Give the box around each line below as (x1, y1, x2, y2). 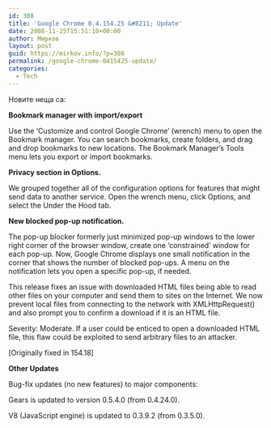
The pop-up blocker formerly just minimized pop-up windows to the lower (8, 232, 256, 242)
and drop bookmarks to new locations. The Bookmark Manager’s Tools (8, 143, 244, 152)
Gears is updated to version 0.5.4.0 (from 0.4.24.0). (8, 395, 180, 404)
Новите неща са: (8, 94, 66, 104)
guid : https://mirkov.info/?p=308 (8, 49, 125, 58)
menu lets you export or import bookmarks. (8, 152, 153, 161)
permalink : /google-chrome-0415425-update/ (8, 58, 158, 66)
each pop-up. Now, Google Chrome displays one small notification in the (8, 249, 251, 259)
